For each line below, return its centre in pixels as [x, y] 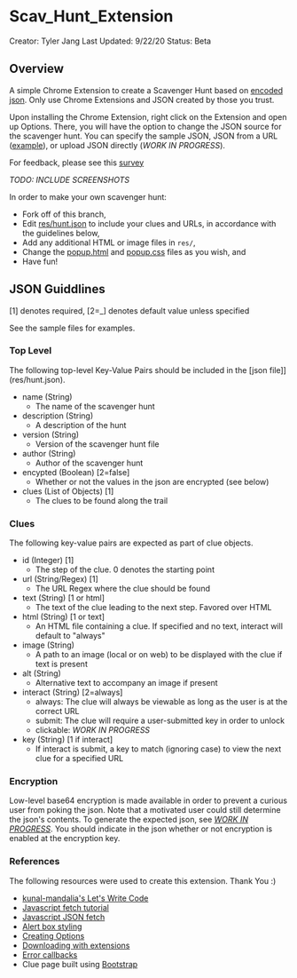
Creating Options [53, 935]
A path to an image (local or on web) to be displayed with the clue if [159, 655]
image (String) [48, 645]
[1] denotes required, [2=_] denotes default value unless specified [129, 310]
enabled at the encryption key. [65, 839]
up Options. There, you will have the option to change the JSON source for [145, 126]
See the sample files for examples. [72, 328]
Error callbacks [50, 954]
